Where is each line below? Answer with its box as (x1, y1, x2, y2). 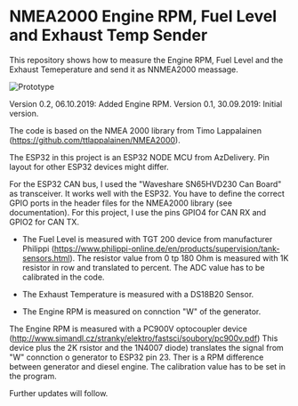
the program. (9, 370, 57, 381)
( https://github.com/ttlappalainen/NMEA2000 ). (9, 134, 181, 145)
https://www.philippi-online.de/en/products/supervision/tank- (53, 243, 280, 254)
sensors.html (21, 252, 70, 264)
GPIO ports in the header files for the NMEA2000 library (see (9, 198, 233, 208)
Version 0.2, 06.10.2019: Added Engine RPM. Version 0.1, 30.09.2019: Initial (9, 98, 283, 109)
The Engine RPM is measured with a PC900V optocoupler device (9, 323, 247, 334)
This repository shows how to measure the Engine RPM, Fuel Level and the (9, 54, 284, 65)
